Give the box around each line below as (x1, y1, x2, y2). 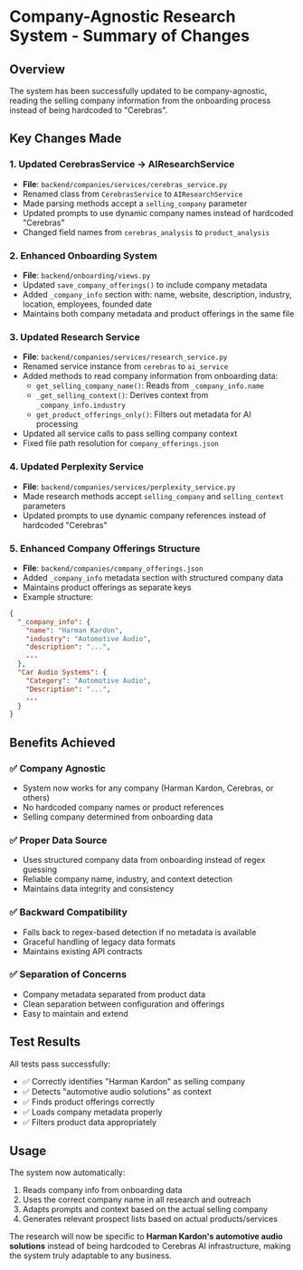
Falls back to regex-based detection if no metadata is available (22, 926, 257, 937)
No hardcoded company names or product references (22, 801, 224, 812)
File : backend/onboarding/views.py (22, 270, 151, 280)
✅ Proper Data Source (9, 834, 108, 847)
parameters (22, 500, 66, 511)
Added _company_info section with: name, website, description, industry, (22, 289, 292, 299)
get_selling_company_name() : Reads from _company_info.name (35, 380, 265, 391)
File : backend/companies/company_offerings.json (22, 563, 204, 573)
